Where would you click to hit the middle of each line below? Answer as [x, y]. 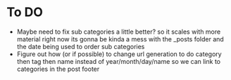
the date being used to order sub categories [81, 46]
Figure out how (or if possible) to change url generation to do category [119, 54]
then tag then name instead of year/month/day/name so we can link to [119, 61]
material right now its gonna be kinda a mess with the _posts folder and [120, 39]
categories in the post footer [58, 69]
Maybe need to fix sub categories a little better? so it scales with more [119, 32]
